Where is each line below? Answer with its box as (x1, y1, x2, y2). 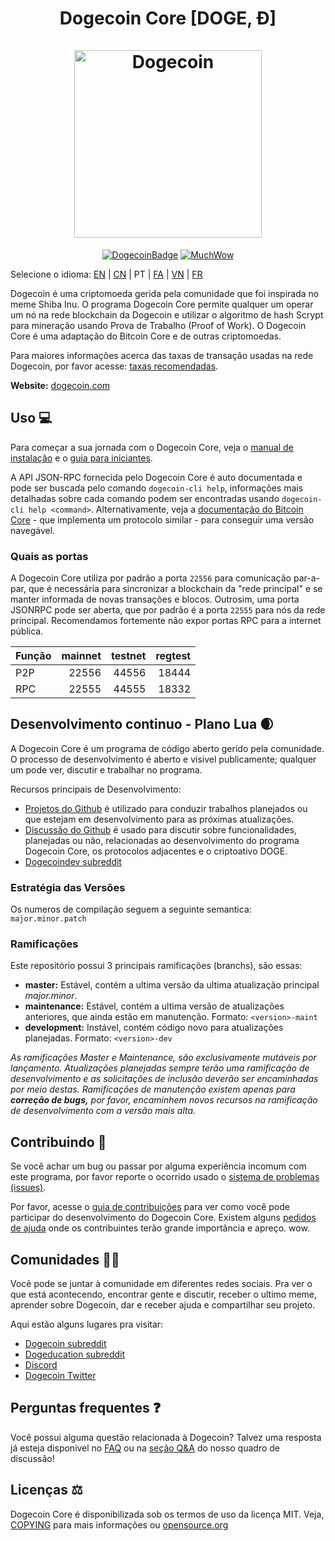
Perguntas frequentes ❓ (10, 1400, 162, 1417)
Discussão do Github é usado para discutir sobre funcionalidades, (24, 823, 297, 836)
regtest (155, 649, 192, 663)
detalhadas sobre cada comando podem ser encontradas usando (10, 492, 280, 504)
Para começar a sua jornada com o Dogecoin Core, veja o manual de (10, 441, 294, 453)
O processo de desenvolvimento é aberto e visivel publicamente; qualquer (10, 753, 317, 765)
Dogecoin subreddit (24, 1338, 107, 1350)
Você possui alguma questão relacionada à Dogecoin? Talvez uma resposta (10, 1431, 322, 1443)
